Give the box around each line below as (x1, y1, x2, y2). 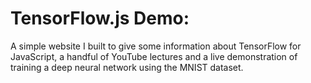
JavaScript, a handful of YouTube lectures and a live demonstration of (10, 50, 298, 62)
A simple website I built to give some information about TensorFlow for (10, 40, 302, 52)
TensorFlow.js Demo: (10, 7, 190, 30)
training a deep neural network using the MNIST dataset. (10, 61, 244, 73)
